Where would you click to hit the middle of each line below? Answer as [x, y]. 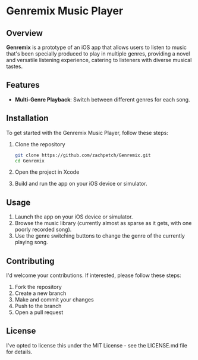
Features [23, 85]
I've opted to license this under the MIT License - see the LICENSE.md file [97, 345]
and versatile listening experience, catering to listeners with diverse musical [99, 60]
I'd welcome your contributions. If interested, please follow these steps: [94, 275]
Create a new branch [40, 293]
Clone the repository [40, 144]
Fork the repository [38, 287]
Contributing [30, 261]
